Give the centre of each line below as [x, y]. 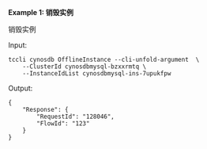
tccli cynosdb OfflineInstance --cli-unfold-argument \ [104, 59]
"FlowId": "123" [63, 124]
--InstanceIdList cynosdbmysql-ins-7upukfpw [97, 74]
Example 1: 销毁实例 [41, 12]
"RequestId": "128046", [75, 117]
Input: [18, 45]
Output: [21, 88]
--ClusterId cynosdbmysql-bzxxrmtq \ [85, 67]
